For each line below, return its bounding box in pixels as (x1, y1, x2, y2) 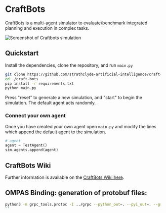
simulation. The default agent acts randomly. (5, 100, 96, 106)
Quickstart (5, 49, 39, 57)
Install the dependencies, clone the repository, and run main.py (5, 62, 133, 68)
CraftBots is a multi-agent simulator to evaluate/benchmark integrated (5, 20, 148, 26)
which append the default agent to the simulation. (5, 129, 106, 135)
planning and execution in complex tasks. (5, 25, 90, 31)
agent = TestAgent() (5, 143, 48, 148)
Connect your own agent (5, 112, 66, 119)
